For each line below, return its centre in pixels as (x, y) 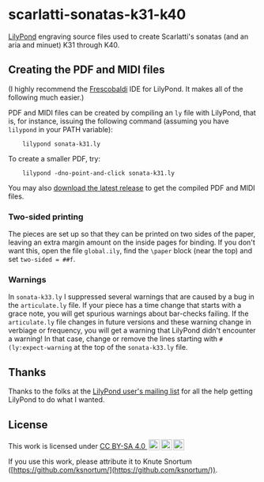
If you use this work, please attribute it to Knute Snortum (100, 461)
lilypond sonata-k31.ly (62, 144)
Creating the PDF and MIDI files (87, 70)
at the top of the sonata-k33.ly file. (131, 347)
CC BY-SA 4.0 (123, 446)
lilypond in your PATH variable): (60, 129)
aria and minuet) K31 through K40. (64, 44)
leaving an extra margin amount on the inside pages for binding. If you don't (132, 242)
